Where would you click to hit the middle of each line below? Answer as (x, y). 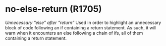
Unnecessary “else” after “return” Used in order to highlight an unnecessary (83, 23)
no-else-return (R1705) (54, 9)
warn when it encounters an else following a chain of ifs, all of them (74, 33)
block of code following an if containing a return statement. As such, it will (81, 27)
